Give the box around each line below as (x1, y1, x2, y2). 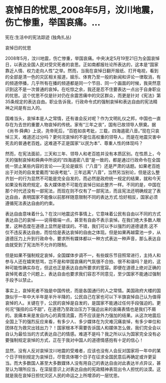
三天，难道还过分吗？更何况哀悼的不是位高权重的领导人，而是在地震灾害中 (9, 134, 161, 140)
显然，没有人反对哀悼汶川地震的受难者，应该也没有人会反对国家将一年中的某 (5, 347, 161, 353)
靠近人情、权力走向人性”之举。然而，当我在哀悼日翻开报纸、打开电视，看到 (5, 67, 159, 73)
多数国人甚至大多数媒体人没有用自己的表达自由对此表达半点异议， (22, 360, 157, 366)
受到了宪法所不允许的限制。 (13, 241, 70, 248)
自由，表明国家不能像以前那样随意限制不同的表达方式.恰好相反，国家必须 (9, 194, 158, 200)
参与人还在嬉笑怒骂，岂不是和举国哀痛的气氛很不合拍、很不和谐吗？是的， (5, 258, 157, 264)
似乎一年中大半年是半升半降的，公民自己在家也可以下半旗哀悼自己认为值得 (9, 293, 161, 300)
